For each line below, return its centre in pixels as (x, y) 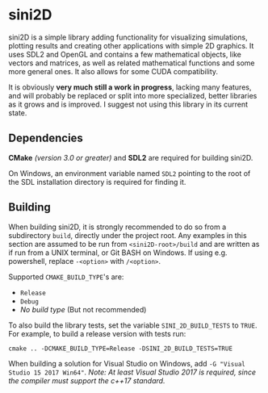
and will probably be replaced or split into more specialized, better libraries (133, 95)
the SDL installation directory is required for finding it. (97, 182)
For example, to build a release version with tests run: (97, 333)
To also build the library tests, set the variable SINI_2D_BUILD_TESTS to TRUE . (133, 325)
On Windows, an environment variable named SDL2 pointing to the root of (130, 173)
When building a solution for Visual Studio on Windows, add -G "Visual (127, 363)
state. (18, 113)
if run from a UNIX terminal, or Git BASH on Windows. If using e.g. (118, 253)
